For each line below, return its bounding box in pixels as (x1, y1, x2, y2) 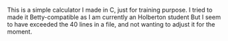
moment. (7, 27, 32, 36)
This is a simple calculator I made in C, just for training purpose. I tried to (7, 6, 213, 14)
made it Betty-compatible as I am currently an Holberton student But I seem (7, 13, 221, 21)
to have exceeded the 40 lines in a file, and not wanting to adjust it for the (7, 20, 216, 28)
